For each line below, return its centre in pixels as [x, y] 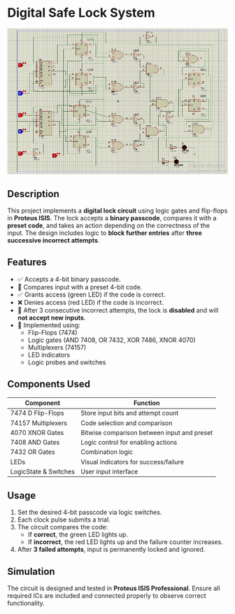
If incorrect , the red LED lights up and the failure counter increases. [126, 542]
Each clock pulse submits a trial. [64, 520]
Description [33, 194]
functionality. [26, 604]
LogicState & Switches [43, 471]
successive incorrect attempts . [54, 241]
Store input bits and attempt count [130, 413]
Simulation [31, 571]
